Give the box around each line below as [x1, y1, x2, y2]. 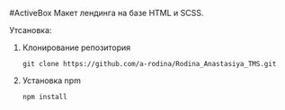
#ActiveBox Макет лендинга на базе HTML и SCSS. [9, 8, 204, 18]
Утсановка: [9, 25, 52, 35]
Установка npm [22, 75, 81, 86]
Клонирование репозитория [22, 42, 131, 53]
